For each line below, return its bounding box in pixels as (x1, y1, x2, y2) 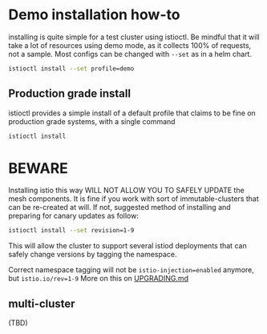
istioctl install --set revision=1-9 (8, 227, 135, 235)
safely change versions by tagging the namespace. (8, 250, 177, 260)
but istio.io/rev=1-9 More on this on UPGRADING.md (8, 274, 189, 284)
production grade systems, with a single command (8, 116, 176, 126)
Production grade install (8, 87, 131, 101)
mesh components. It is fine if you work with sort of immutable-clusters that (8, 194, 259, 203)
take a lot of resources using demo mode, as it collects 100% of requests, (8, 40, 252, 50)
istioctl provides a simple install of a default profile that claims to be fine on (8, 108, 257, 118)
